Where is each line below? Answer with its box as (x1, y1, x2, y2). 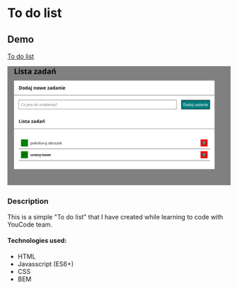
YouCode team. (7, 220, 53, 229)
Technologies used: (7, 236, 67, 245)
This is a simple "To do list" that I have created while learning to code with (7, 212, 224, 221)
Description (7, 197, 49, 207)
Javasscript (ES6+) (17, 259, 74, 268)
